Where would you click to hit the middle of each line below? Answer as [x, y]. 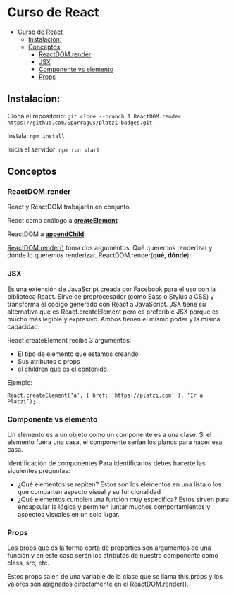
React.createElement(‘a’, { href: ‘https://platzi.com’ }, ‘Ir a [105, 395]
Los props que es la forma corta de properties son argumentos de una [109, 548]
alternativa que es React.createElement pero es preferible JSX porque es [113, 312]
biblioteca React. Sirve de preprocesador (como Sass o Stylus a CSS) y [111, 296]
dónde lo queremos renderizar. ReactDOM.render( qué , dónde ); [99, 255]
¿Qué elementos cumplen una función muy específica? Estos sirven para [123, 499]
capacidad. [24, 326]
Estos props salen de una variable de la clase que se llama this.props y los [115, 577]
